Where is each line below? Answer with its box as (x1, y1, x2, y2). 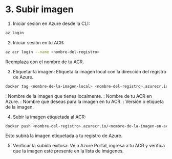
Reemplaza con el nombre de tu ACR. (5, 59, 84, 65)
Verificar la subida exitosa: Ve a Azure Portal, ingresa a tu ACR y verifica (12, 143, 165, 149)
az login (5, 30, 24, 35)
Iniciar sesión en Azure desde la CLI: (12, 20, 90, 26)
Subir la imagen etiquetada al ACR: (12, 114, 86, 120)
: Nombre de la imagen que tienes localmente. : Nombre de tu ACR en (5, 93, 152, 99)
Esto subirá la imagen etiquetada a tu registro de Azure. (5, 132, 123, 139)
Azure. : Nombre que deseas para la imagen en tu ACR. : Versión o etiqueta (5, 98, 164, 104)
